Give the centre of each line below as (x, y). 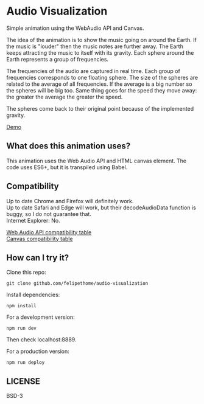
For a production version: (38, 352)
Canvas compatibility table (40, 239)
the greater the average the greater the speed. (65, 97)
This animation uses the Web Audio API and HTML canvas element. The (97, 161)
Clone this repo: (26, 273)
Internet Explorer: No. (33, 220)
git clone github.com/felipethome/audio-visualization (77, 284)
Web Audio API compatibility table (49, 232)
